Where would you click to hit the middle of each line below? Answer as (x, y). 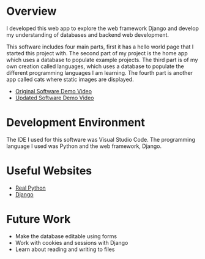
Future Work (39, 219)
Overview (32, 11)
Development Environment (76, 122)
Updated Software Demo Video (54, 98)
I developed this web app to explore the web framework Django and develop (102, 28)
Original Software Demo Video (54, 91)
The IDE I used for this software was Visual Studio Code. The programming (101, 139)
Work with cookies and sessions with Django (72, 242)
